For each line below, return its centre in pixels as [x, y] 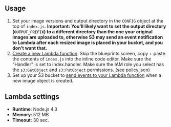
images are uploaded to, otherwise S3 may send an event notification [88, 37]
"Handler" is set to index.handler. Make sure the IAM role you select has [88, 64]
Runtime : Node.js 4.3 [35, 109]
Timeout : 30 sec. [30, 120]
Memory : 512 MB [30, 114]
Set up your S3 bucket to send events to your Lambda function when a [87, 75]
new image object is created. [43, 80]
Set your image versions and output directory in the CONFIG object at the [88, 20]
